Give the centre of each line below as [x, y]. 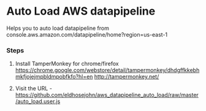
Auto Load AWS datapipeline [81, 11]
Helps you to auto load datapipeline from [58, 28]
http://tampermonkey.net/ [127, 77]
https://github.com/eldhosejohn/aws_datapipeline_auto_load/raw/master [107, 95]
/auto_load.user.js [38, 101]
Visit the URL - [33, 88]
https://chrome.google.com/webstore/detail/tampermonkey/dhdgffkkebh [107, 70]
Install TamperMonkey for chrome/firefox [67, 64]
